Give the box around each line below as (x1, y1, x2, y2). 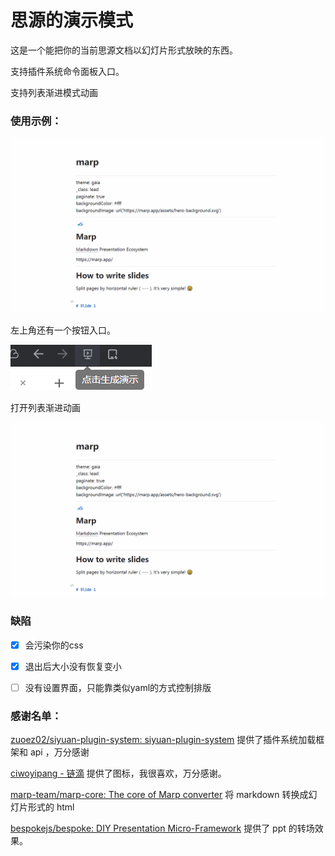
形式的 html (27, 801, 75, 813)
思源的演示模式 (10, 9, 134, 32)
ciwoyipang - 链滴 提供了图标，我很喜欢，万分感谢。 (10, 767, 227, 780)
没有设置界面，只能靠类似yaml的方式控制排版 (24, 681, 212, 693)
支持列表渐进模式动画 (10, 86, 98, 98)
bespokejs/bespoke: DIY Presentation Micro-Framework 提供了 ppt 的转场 (10, 822, 315, 835)
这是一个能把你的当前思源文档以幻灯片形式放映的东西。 (10, 44, 238, 56)
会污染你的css (24, 639, 84, 651)
